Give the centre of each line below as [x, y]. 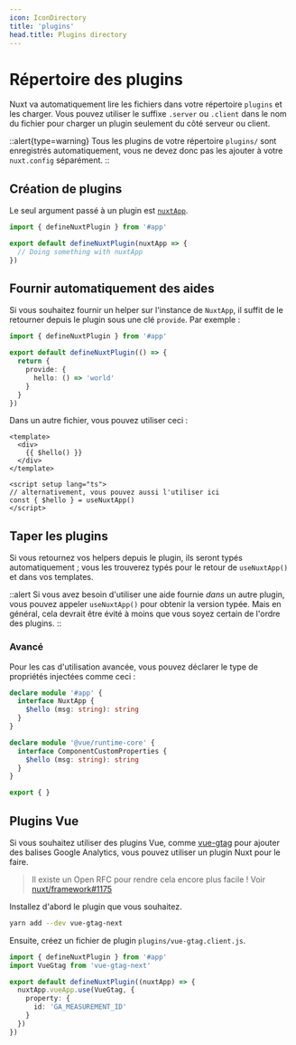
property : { [48, 999]
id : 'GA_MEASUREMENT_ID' [80, 1007]
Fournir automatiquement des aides [112, 289]
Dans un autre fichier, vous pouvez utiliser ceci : [99, 421]
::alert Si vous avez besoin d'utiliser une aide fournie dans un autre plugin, [147, 594]
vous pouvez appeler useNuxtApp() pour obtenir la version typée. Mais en [145, 604]
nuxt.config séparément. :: [60, 160]
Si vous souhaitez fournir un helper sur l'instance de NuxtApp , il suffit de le [147, 310]
